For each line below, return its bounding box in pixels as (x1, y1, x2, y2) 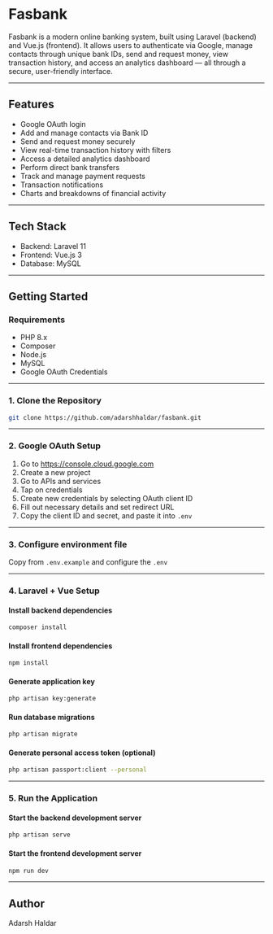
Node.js (19, 350, 47, 360)
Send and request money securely (19, 136, 136, 146)
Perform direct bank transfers (19, 162, 120, 172)
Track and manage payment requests (19, 171, 146, 181)
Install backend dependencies (8, 605, 113, 615)
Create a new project (19, 467, 91, 477)
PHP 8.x (19, 333, 48, 343)
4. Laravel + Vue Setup (8, 585, 100, 596)
